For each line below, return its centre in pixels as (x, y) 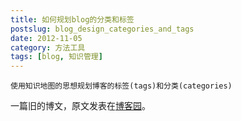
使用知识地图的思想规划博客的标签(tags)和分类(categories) (121, 86)
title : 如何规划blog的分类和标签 (72, 19)
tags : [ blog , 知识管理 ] (56, 57)
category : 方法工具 (48, 47)
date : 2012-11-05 (46, 38)
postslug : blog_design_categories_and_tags (102, 29)
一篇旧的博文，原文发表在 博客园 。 (80, 106)
